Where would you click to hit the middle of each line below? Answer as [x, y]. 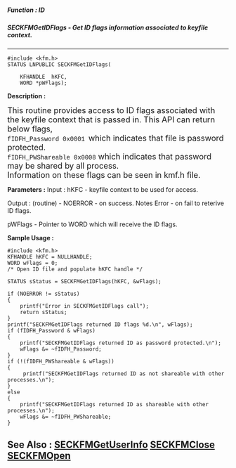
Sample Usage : [31, 238]
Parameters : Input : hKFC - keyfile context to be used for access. [103, 190]
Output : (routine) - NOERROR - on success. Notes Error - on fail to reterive [116, 203]
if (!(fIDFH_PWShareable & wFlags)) [61, 362]
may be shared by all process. [63, 166]
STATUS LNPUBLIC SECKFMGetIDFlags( [59, 65]
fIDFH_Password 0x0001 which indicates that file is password [116, 138]
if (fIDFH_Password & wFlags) [52, 331]
